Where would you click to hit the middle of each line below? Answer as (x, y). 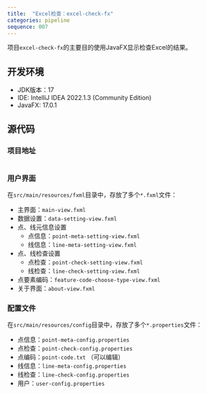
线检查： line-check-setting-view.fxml (84, 271)
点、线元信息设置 (42, 227)
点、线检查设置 (39, 253)
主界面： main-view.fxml (52, 210)
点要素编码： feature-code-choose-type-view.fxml (89, 280)
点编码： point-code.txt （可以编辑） (70, 357)
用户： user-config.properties (61, 384)
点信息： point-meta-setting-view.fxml (84, 236)
